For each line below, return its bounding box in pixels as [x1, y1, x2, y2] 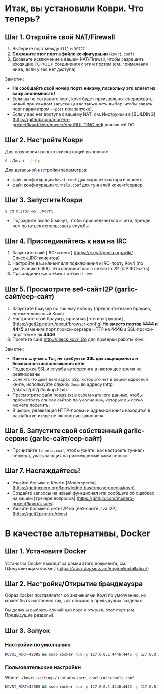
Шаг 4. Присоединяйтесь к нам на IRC [5, 237, 127, 245]
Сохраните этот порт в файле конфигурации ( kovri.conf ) [12, 51, 134, 57]
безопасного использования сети [12, 361, 85, 366]
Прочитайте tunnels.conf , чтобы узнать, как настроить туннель [12, 447, 145, 453]
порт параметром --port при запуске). [12, 106, 94, 112]
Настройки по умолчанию [5, 641, 71, 648]
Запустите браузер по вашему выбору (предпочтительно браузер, [12, 306, 152, 311]
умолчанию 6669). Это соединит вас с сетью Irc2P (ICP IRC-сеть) [12, 266, 150, 272]
